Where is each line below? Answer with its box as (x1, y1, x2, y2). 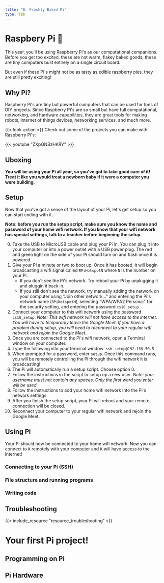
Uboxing (5, 156, 32, 164)
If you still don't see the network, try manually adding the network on (19, 288, 160, 294)
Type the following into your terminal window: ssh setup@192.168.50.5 (12, 345, 155, 351)
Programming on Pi (5, 555, 65, 563)
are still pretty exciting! (5, 74, 52, 80)
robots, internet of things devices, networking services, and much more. (5, 117, 151, 123)
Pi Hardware (5, 571, 43, 580)
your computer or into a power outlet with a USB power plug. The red (12, 246, 152, 252)
